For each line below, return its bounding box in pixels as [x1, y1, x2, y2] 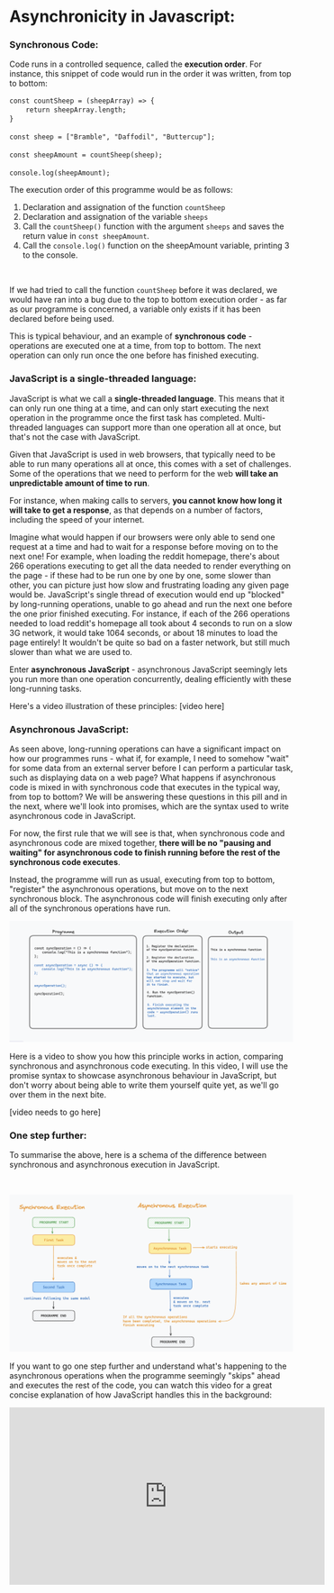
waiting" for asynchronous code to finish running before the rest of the [9, 847, 281, 858]
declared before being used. [9, 314, 115, 324]
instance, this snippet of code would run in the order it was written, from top [9, 68, 292, 79]
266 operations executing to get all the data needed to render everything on [9, 560, 291, 571]
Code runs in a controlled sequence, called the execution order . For [9, 59, 263, 69]
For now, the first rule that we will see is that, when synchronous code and [9, 828, 285, 839]
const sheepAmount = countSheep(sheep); [9, 150, 164, 159]
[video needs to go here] [9, 1106, 102, 1118]
